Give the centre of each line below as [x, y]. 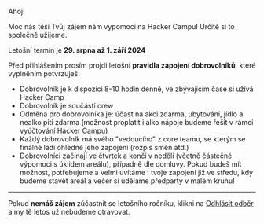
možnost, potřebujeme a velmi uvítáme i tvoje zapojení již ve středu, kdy [136, 173]
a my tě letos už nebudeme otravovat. [70, 212]
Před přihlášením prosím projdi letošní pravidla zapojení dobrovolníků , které [132, 65]
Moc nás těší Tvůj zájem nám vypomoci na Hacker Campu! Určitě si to [121, 26]
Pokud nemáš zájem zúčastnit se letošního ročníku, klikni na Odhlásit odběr [131, 203]
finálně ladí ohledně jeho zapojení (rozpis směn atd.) [104, 147]
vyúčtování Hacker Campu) [64, 130]
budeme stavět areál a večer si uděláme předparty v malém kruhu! [127, 181]
